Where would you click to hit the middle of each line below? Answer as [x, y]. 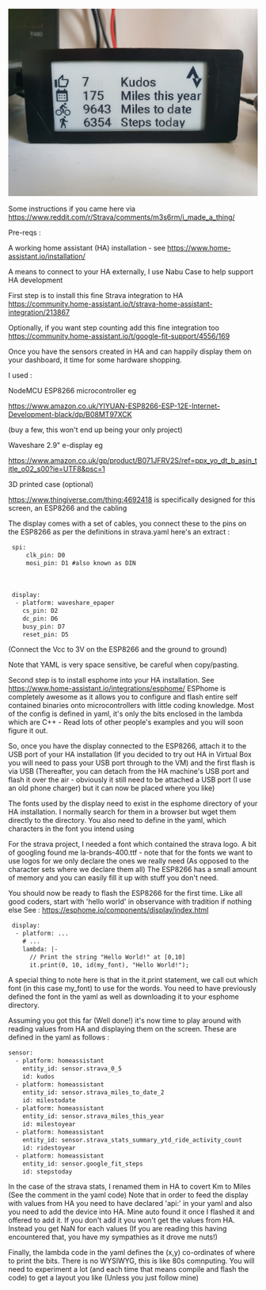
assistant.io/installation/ [47, 256]
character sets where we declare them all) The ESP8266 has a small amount [133, 869]
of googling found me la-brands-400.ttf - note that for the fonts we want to [131, 852]
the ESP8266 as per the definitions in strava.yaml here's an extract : [119, 532]
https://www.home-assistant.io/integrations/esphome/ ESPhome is [117, 688]
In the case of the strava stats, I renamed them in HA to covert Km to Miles [129, 1187]
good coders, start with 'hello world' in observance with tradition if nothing [130, 901]
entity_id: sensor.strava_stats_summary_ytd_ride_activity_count [133, 1140]
